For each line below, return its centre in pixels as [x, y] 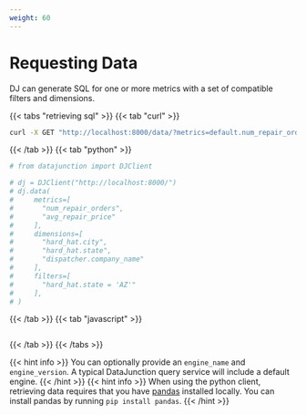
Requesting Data [74, 62]
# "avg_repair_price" [63, 217]
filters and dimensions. [52, 98]
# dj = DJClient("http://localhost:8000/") [93, 183]
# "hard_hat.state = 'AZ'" [73, 285]
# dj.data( [30, 192]
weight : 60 [30, 18]
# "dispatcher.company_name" [77, 259]
